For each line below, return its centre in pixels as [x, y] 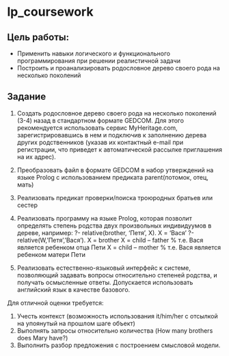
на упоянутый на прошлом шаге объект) [76, 323]
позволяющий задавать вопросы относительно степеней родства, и [117, 275]
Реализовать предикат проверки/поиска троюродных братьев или [115, 197]
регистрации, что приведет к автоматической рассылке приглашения [120, 149]
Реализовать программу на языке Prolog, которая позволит [105, 218]
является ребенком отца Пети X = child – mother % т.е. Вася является [119, 247]
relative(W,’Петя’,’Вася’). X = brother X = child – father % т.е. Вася [110, 240]
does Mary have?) [42, 338]
